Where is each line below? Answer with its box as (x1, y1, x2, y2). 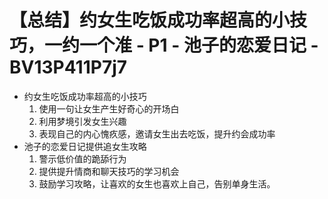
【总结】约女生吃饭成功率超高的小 (9, 9, 291, 32)
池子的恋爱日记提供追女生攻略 (23, 140, 147, 152)
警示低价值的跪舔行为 (38, 152, 127, 165)
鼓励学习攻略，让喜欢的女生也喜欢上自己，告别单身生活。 (38, 177, 276, 190)
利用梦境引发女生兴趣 (38, 115, 127, 127)
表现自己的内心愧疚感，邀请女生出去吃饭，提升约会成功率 (38, 127, 276, 140)
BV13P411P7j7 (9, 56, 128, 79)
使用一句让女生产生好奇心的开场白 (38, 102, 180, 115)
